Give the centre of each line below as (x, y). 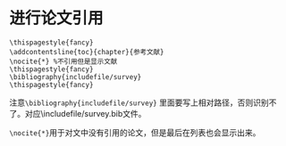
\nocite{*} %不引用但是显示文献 (63, 61)
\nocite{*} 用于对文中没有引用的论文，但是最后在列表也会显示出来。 (135, 132)
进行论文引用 (57, 18)
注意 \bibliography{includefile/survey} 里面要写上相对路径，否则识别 (139, 102)
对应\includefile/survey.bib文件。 (85, 113)
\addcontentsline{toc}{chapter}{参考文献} (87, 52)
